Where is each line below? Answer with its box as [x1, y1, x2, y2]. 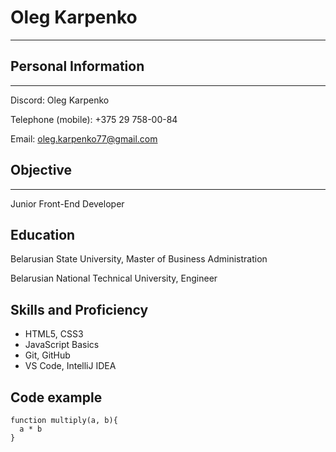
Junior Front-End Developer [10, 197, 125, 210]
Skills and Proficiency [10, 301, 149, 318]
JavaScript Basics [24, 339, 100, 351]
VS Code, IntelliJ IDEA [24, 360, 117, 372]
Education [10, 226, 76, 243]
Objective [10, 162, 73, 179]
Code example [10, 389, 103, 406]
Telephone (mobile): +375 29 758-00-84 [10, 113, 178, 125]
